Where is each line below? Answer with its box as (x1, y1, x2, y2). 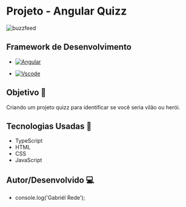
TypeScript (15, 137, 43, 144)
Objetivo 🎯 (6, 87, 47, 98)
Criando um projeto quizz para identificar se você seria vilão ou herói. (6, 103, 181, 110)
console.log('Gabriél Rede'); (15, 194, 85, 202)
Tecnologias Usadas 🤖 (6, 121, 92, 131)
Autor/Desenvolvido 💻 (6, 175, 95, 185)
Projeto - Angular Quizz (6, 4, 127, 18)
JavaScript (15, 157, 42, 164)
